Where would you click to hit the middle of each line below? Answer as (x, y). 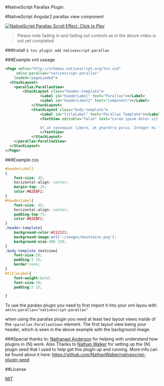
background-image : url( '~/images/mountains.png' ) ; (65, 237)
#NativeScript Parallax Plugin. (35, 7)
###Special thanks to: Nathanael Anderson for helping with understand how (82, 339)
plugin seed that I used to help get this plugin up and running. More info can (81, 349)
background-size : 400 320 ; (40, 241)
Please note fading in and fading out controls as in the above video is (86, 36)
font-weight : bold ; (32, 278)
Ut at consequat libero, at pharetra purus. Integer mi (98, 128)
